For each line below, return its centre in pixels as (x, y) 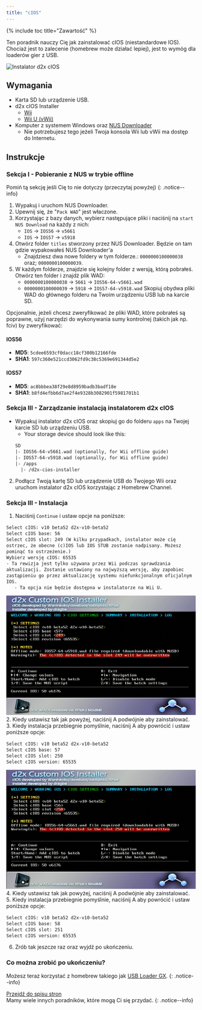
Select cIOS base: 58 (33, 924)
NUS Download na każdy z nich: (52, 225)
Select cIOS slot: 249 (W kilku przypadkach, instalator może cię (91, 540)
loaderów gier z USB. (32, 55)
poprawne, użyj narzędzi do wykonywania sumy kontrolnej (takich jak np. (97, 319)
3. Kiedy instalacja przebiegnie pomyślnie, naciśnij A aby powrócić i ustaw (98, 726)
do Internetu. (40, 138)
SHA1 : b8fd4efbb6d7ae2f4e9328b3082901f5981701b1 (77, 392)
